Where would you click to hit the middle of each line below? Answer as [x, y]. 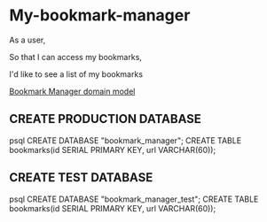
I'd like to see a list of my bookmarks [76, 74]
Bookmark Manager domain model [72, 91]
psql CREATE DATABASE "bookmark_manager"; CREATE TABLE [126, 140]
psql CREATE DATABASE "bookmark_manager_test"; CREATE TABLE [134, 199]
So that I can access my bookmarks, [75, 57]
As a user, [27, 40]
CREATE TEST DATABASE [81, 178]
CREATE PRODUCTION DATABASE [106, 119]
